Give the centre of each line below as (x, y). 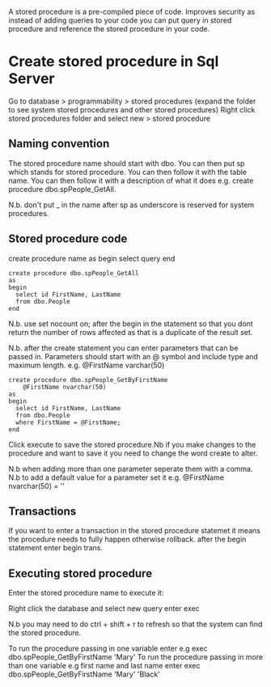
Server (32, 79)
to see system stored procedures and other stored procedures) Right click (132, 109)
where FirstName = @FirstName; (68, 422)
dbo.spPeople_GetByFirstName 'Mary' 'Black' (84, 674)
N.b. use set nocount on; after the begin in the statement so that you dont (131, 324)
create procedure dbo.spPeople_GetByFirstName (88, 380)
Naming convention (59, 144)
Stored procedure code (68, 239)
